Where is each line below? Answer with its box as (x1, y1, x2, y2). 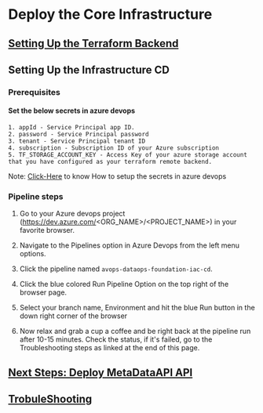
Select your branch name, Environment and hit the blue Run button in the (19, 303, 255, 313)
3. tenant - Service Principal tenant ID (8, 137, 146, 146)
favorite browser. (19, 226, 75, 235)
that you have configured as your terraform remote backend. (8, 158, 213, 166)
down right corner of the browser (19, 311, 128, 321)
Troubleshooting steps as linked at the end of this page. (19, 343, 200, 353)
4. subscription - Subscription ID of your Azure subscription (8, 144, 220, 152)
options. (19, 249, 46, 259)
